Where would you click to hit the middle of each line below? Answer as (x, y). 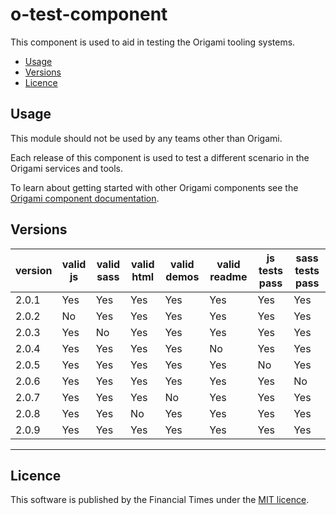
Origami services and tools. (67, 168)
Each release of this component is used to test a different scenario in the (160, 157)
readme (228, 276)
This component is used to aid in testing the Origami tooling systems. (153, 42)
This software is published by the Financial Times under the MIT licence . (160, 500)
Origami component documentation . (85, 198)
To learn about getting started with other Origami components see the (154, 187)
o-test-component (89, 14)
